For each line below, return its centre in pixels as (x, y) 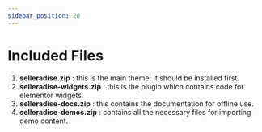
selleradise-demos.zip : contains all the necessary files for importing (135, 112)
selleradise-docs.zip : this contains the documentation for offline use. (136, 103)
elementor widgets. (51, 95)
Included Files (56, 55)
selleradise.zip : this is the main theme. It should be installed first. (129, 78)
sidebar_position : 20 (44, 16)
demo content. (44, 121)
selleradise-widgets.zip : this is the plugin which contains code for (131, 86)
